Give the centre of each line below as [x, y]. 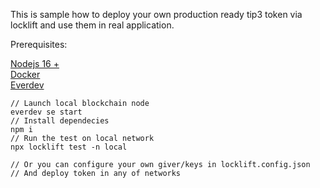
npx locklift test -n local [69, 147]
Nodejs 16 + [35, 63]
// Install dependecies [60, 121]
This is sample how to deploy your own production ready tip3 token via [156, 14]
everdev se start [46, 112]
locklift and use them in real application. [92, 25]
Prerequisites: [39, 44]
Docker [25, 74]
